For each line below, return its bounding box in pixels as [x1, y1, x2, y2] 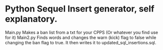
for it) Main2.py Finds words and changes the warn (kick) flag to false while [5, 35, 157, 40]
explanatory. [5, 13, 57, 25]
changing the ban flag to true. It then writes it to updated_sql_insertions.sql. [5, 39, 157, 45]
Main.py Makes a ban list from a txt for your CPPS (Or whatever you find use [5, 29, 158, 35]
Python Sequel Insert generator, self [5, 3, 155, 14]
